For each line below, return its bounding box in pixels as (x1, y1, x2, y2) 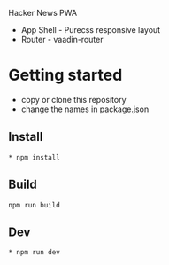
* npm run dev (8, 248, 61, 257)
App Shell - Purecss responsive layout (20, 25, 161, 35)
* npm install (8, 152, 61, 162)
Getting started (8, 66, 123, 85)
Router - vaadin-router (20, 35, 104, 44)
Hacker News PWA (8, 8, 77, 18)
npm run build (8, 200, 61, 209)
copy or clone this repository (20, 94, 127, 105)
